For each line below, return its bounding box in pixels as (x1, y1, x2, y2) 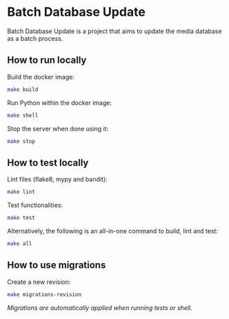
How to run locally (7, 55, 87, 66)
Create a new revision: (7, 278, 71, 286)
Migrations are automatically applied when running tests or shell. (7, 303, 192, 311)
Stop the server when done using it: (7, 124, 109, 133)
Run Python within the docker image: (7, 98, 112, 107)
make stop (7, 137, 36, 145)
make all (7, 240, 32, 247)
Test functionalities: (7, 201, 63, 209)
